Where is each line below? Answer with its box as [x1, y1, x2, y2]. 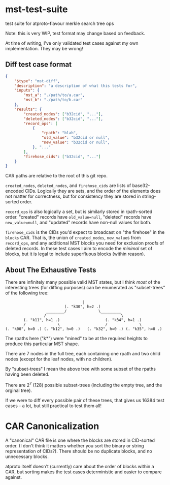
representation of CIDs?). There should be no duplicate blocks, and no [5, 448, 152, 454]
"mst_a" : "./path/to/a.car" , [23, 93, 85, 98]
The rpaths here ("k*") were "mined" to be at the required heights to [5, 336, 148, 342]
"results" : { [14, 107, 42, 112]
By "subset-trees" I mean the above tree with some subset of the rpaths [5, 366, 156, 372]
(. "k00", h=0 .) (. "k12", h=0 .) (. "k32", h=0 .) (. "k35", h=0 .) [5, 326, 162, 331]
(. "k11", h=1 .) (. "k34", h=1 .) [23, 318, 142, 323]
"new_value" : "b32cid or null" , [41, 140, 110, 145]
